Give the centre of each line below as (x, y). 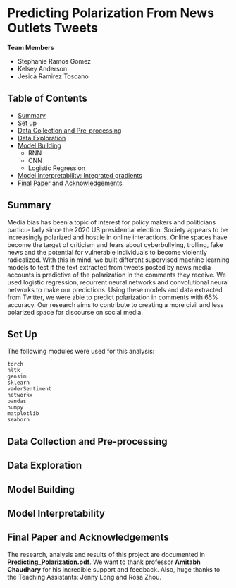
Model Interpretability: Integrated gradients (80, 175)
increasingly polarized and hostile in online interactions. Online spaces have (117, 237)
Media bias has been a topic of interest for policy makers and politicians (112, 222)
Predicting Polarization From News (111, 13)
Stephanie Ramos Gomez (54, 61)
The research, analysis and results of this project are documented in (106, 554)
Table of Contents (48, 98)
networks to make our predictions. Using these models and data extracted (115, 289)
